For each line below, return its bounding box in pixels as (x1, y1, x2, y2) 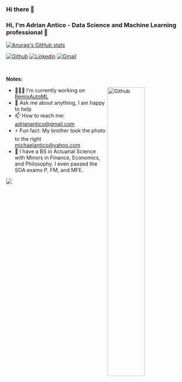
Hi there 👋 (6, 5, 35, 13)
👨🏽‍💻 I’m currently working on (14, 87, 85, 94)
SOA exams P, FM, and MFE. (14, 167, 84, 174)
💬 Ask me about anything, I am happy (14, 99, 105, 106)
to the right (14, 136, 42, 143)
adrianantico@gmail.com (14, 121, 75, 128)
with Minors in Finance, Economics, (14, 154, 101, 161)
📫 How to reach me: (14, 112, 65, 119)
